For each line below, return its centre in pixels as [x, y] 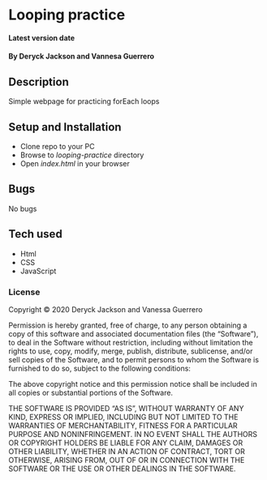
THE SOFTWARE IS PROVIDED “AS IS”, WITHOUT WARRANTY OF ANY [126, 408]
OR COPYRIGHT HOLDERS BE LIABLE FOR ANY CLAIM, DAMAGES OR [126, 443]
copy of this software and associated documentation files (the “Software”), [133, 333]
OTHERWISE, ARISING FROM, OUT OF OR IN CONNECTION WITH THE [127, 460]
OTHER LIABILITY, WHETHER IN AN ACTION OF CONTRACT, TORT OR [127, 451]
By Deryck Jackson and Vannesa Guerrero [82, 56]
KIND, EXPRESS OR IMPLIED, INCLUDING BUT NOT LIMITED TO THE [123, 417]
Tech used [35, 234]
